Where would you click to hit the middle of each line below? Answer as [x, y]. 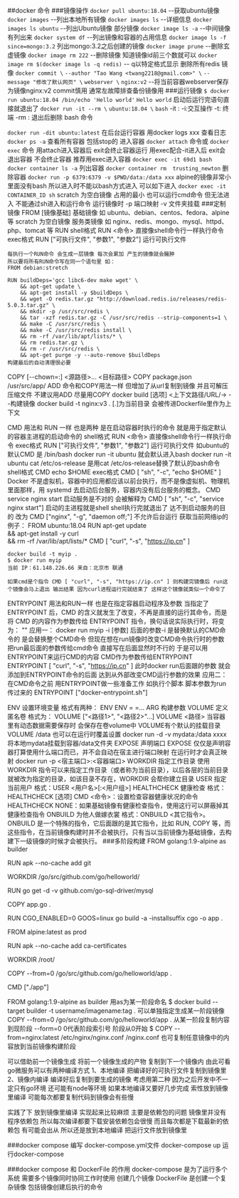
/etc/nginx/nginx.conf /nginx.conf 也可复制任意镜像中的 [142, 1037]
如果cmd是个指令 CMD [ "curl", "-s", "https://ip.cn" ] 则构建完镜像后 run [115, 582]
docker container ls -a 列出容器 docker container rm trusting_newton [114, 168]
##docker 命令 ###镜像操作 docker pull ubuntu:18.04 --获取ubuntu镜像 [113, 10]
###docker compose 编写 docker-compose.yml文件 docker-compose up [114, 1145]
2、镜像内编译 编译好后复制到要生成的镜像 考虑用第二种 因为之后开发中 [112, 1079]
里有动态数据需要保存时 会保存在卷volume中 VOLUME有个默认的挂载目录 [114, 725]
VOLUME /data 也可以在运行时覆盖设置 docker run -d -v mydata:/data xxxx [117, 734]
